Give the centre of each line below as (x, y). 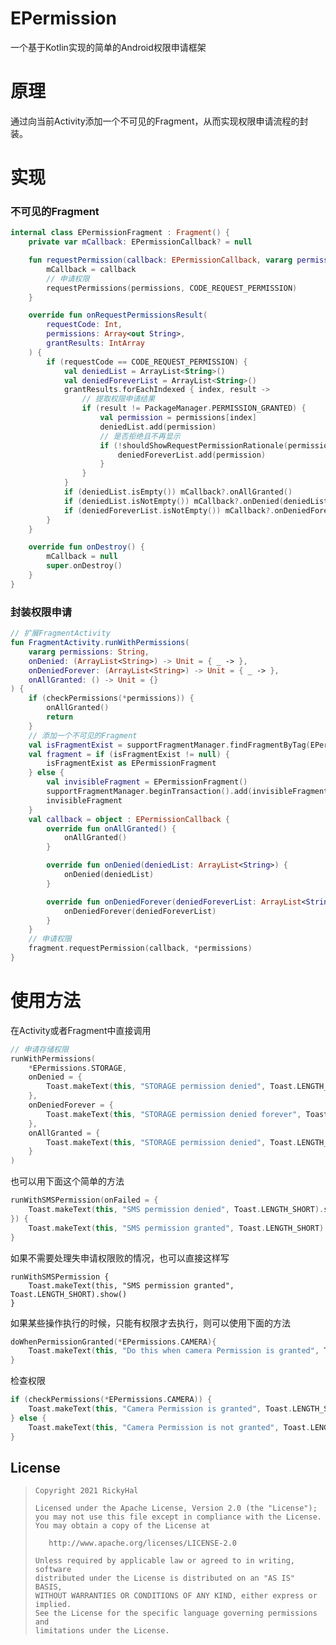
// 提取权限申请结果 (118, 399)
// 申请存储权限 (39, 1049)
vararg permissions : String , (89, 652)
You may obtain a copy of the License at (122, 1526)
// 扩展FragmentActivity (60, 633)
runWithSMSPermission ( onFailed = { (84, 1200)
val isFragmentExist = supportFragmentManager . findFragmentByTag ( (169, 745)
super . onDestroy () (84, 566)
